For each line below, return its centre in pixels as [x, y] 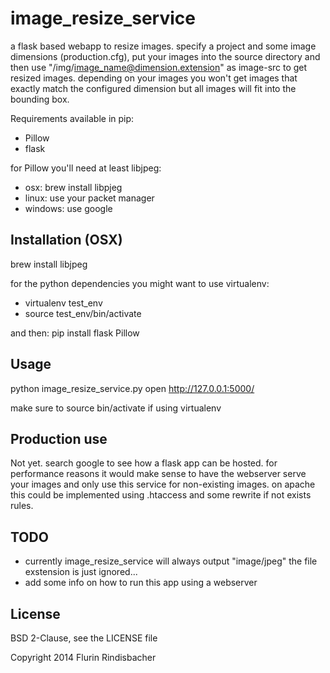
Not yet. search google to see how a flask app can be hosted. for [144, 463]
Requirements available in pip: [72, 118]
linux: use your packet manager [89, 198]
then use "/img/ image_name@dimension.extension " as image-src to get [159, 67]
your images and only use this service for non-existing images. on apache [163, 484]
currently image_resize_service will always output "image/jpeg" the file [171, 561]
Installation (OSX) [66, 240]
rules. [22, 506]
